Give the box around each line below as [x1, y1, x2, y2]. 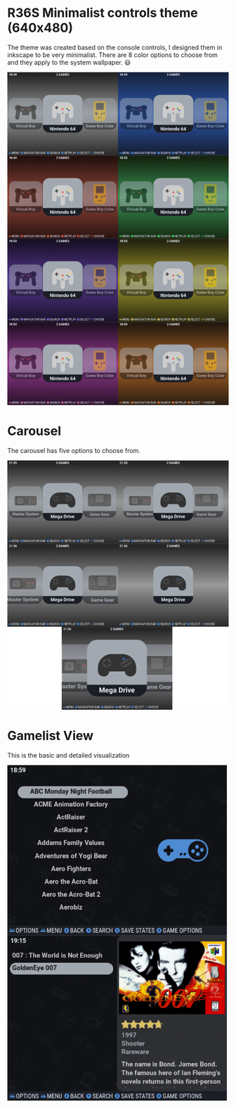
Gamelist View [7, 727, 93, 744]
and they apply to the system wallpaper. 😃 [7, 58, 131, 66]
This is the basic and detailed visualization [7, 751, 130, 759]
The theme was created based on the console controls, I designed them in [7, 43, 223, 51]
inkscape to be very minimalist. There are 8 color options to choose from [7, 51, 218, 59]
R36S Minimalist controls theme [7, 5, 198, 21]
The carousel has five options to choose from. [7, 446, 140, 454]
